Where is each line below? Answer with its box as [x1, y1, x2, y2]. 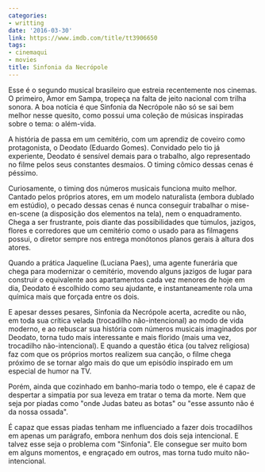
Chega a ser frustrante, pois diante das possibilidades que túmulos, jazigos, [8, 217, 256, 226]
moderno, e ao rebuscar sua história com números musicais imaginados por [8, 323, 257, 334]
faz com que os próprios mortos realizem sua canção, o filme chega [8, 349, 232, 358]
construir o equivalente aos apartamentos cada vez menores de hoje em [8, 275, 245, 284]
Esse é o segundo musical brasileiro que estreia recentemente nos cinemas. [8, 85, 258, 95]
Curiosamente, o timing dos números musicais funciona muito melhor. [8, 184, 237, 193]
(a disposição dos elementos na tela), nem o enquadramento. [40, 208, 242, 219]
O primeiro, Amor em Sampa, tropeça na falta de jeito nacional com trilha [8, 93, 247, 103]
